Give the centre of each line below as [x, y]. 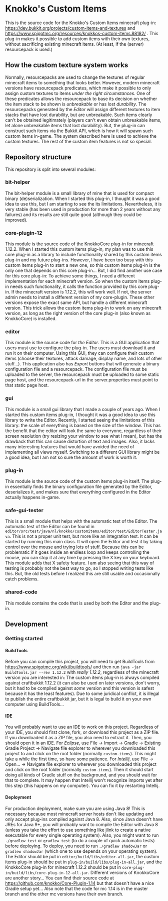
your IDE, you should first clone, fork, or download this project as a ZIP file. [82, 732]
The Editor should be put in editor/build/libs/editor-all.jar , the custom [82, 856]
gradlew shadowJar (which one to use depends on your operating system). [81, 851]
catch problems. [22, 579]
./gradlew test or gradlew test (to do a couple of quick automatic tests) [80, 840]
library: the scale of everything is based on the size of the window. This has [83, 425]
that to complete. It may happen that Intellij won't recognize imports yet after [84, 780]
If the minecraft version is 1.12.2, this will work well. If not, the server [81, 292]
